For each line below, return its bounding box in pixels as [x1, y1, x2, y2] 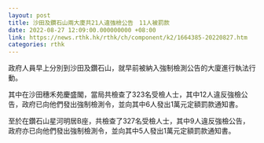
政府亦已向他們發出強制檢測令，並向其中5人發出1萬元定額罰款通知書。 [8, 126, 236, 136]
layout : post [8, 11, 51, 20]
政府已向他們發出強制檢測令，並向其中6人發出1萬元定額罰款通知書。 [21, 100, 243, 109]
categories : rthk [8, 41, 65, 49]
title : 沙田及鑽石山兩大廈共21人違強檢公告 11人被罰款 [8, 19, 170, 27]
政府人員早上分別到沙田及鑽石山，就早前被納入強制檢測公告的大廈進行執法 [8, 64, 249, 73]
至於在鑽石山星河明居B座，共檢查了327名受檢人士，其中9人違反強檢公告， [8, 116, 250, 126]
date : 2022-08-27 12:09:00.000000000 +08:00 [8, 26, 156, 34]
